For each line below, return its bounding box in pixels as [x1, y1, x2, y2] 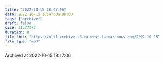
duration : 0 [5, 30, 29, 35]
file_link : [5, 35, 27, 40]
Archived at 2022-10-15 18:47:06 [5, 52, 71, 58]
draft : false [5, 21, 32, 26]
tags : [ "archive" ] [5, 16, 42, 21]
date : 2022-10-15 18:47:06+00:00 [5, 12, 73, 17]
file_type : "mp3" [5, 39, 41, 44]
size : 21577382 [5, 25, 36, 30]
